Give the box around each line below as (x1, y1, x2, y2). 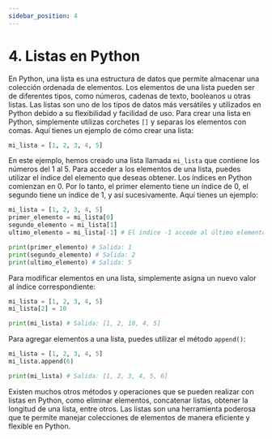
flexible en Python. (8, 421, 71, 431)
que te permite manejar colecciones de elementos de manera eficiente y (8, 412, 250, 422)
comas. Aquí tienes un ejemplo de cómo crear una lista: (8, 125, 194, 135)
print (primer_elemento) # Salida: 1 (8, 243, 132, 252)
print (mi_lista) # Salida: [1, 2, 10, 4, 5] (8, 320, 161, 328)
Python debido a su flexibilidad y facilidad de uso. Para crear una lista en (8, 108, 251, 118)
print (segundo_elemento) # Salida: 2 (8, 251, 136, 259)
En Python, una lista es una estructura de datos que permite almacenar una (8, 74, 260, 84)
